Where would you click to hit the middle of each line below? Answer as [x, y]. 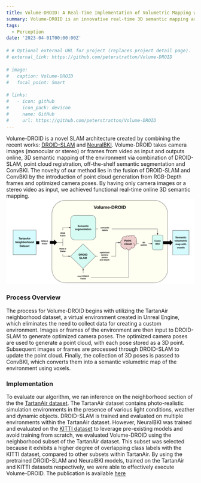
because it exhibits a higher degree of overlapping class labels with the [94, 448]
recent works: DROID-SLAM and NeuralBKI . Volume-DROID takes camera [97, 145]
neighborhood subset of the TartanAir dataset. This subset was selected [95, 441]
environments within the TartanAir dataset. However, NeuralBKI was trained [99, 422]
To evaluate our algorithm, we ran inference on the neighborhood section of [100, 396]
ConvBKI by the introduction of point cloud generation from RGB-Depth [94, 177]
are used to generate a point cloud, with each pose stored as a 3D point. [95, 342]
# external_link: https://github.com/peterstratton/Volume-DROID [89, 57]
